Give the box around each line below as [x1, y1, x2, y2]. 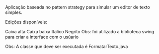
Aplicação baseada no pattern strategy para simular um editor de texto [5, 4, 150, 10]
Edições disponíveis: [5, 19, 47, 25]
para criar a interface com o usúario [5, 34, 79, 40]
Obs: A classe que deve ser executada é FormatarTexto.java [5, 44, 128, 49]
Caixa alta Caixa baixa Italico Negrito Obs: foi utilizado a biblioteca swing [5, 29, 155, 34]
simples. [5, 9, 22, 15]
